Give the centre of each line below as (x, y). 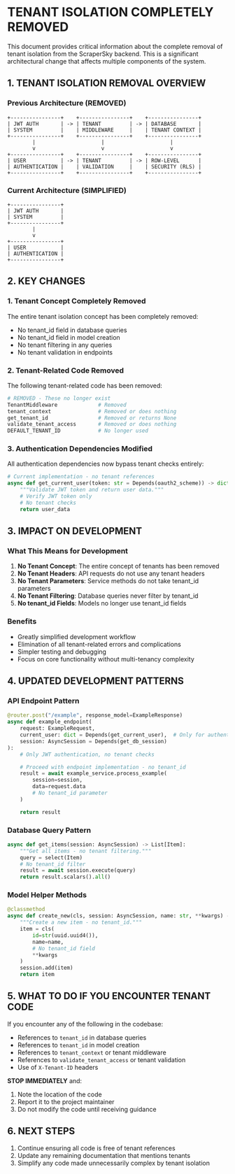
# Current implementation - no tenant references (81, 477)
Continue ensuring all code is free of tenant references (97, 1148)
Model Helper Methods (47, 895)
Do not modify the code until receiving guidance (87, 1109)
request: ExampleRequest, (58, 729)
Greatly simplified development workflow (77, 636)
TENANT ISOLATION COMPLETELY (111, 12)
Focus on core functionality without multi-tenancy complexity (106, 659)
